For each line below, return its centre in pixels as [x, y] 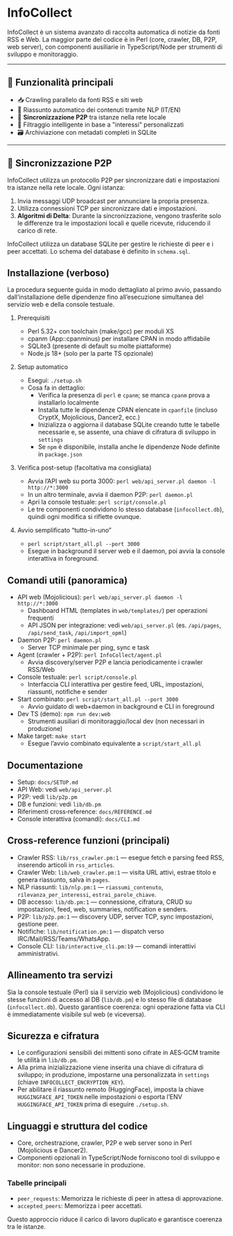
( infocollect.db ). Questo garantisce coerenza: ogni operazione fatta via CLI [116, 1007]
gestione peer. [38, 924]
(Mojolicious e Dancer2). [52, 1151]
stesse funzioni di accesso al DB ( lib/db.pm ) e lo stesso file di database [110, 999]
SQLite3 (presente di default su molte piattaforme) [100, 346]
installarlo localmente [68, 403]
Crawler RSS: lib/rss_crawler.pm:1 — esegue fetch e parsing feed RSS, [120, 857]
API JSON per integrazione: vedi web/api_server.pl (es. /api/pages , [124, 625]
